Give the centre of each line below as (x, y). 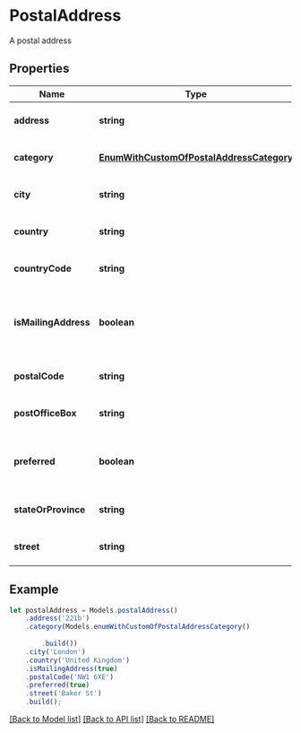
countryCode (43, 268)
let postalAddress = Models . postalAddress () (94, 610)
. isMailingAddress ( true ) (72, 668)
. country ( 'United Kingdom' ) (77, 660)
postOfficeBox (45, 413)
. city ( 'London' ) (56, 651)
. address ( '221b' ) (58, 619)
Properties (39, 69)
